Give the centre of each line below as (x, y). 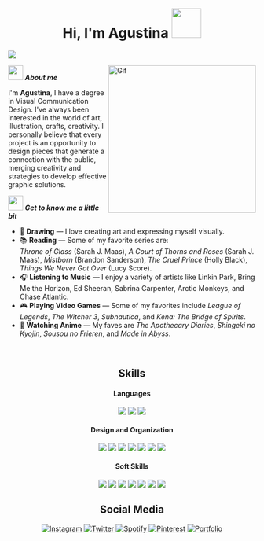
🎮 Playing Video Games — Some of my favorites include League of (130, 305)
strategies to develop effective (57, 176)
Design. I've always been (49, 109)
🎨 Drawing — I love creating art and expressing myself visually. (122, 231)
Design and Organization (132, 430)
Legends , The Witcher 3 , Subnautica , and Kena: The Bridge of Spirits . (132, 317)
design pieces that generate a (56, 151)
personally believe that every (55, 134)
